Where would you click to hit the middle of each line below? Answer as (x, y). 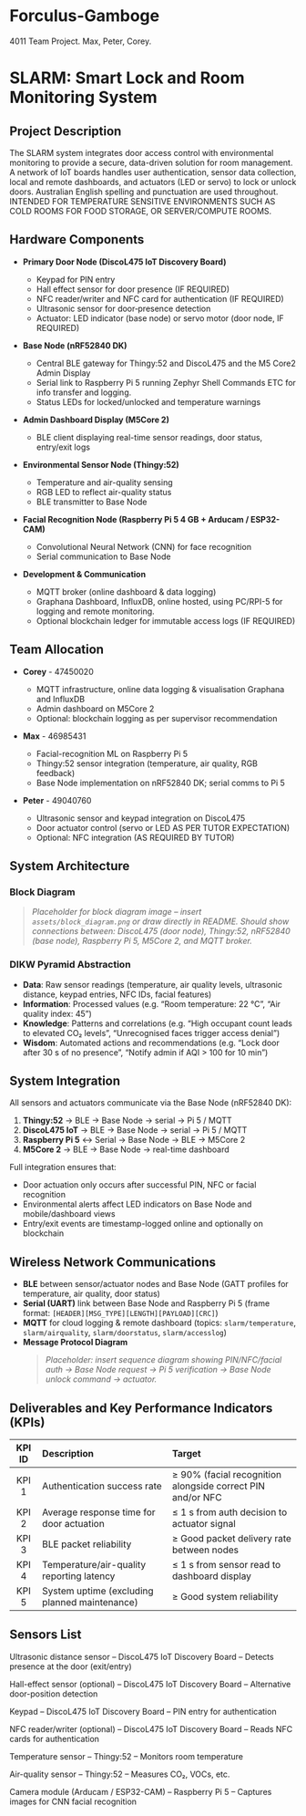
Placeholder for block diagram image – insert (117, 912)
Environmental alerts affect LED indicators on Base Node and (137, 1204)
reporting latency (79, 1576)
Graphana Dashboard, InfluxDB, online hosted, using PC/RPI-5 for (159, 601)
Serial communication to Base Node (103, 556)
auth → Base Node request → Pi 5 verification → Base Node (158, 1370)
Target (187, 1453)
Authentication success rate (102, 1486)
